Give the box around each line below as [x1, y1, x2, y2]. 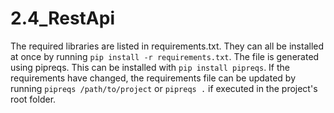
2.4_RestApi [10, 7, 116, 30]
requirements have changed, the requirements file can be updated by [10, 72, 297, 84]
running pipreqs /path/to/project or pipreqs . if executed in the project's [10, 82, 318, 94]
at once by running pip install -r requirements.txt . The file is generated [10, 50, 320, 62]
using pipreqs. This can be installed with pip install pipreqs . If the [10, 61, 290, 73]
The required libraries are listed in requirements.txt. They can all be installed [10, 40, 325, 52]
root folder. [10, 93, 57, 105]
